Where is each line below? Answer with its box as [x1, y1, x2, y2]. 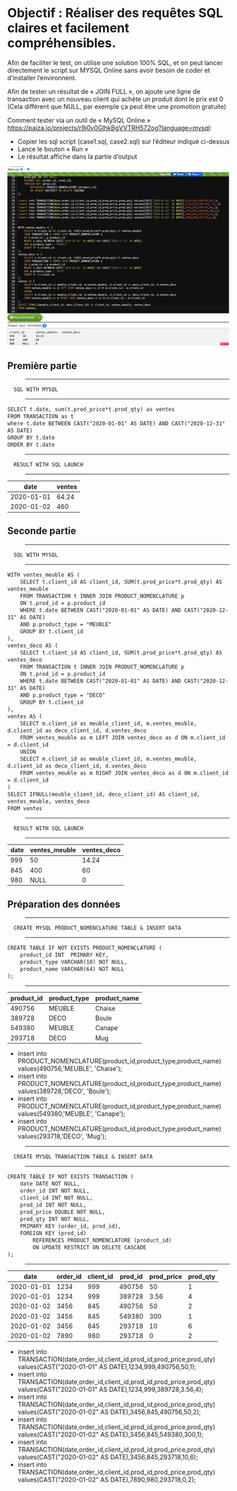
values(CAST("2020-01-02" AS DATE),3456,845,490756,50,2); [17, 1407, 201, 1416]
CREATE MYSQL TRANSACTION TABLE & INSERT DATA [13, 1153, 153, 1160]
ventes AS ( [7, 713, 42, 720]
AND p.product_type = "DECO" [20, 692, 106, 699]
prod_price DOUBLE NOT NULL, [20, 1209, 106, 1216]
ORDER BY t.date [7, 441, 55, 449]
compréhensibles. [7, 35, 116, 51]
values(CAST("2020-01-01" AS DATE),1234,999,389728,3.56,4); [17, 1385, 204, 1393]
